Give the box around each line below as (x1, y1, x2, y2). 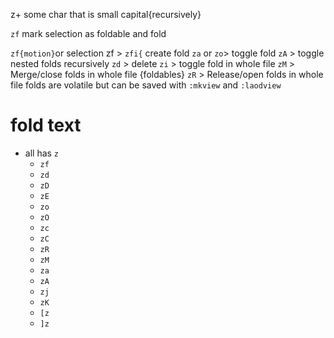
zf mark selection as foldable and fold (10, 28, 167, 39)
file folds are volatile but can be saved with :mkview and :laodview (10, 79, 282, 91)
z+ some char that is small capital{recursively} (10, 9, 202, 20)
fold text (10, 114, 82, 137)
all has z (24, 147, 60, 159)
